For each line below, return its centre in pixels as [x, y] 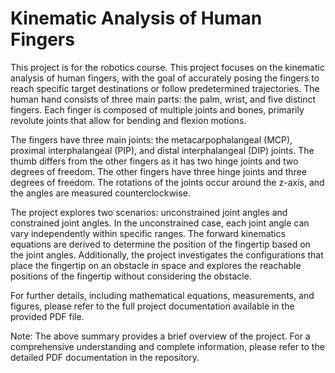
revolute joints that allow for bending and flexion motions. [128, 120]
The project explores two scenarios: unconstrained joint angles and [149, 212]
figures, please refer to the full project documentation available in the [152, 306]
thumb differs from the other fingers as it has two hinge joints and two [154, 161]
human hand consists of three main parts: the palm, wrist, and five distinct [163, 99]
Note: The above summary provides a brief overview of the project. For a [160, 336]
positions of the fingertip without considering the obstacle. [131, 276]
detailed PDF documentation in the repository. [105, 357]
